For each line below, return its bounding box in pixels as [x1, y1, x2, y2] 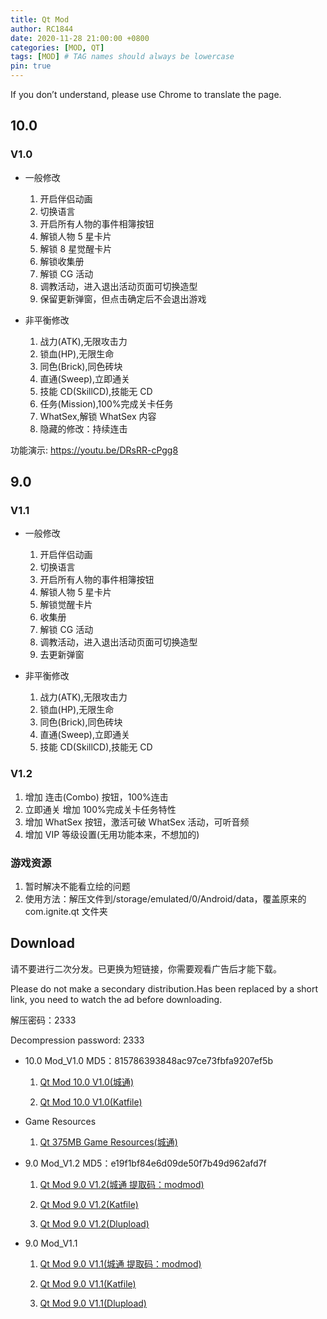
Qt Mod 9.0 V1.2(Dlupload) [39, 1217, 150, 1230]
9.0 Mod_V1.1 [24, 1237, 78, 1249]
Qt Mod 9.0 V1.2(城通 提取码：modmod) [39, 1178, 205, 1190]
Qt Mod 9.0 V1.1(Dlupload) [39, 1297, 147, 1309]
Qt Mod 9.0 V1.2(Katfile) [39, 1198, 139, 1210]
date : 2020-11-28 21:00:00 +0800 [10, 33, 150, 43]
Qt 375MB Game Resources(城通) [39, 1136, 178, 1148]
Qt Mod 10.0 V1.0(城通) [39, 1076, 135, 1088]
